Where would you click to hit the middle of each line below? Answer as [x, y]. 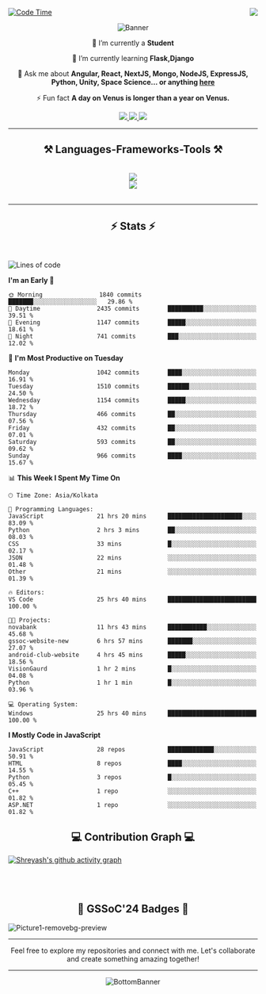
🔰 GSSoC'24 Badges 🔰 [133, 909]
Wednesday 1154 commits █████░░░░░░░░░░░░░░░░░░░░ [133, 400]
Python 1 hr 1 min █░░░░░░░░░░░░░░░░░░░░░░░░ [133, 682]
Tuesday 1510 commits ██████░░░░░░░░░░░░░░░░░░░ [133, 386]
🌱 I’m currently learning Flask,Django [133, 58]
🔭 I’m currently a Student [133, 43]
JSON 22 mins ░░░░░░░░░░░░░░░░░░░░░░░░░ [133, 558]
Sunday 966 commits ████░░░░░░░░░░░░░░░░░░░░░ [133, 456]
